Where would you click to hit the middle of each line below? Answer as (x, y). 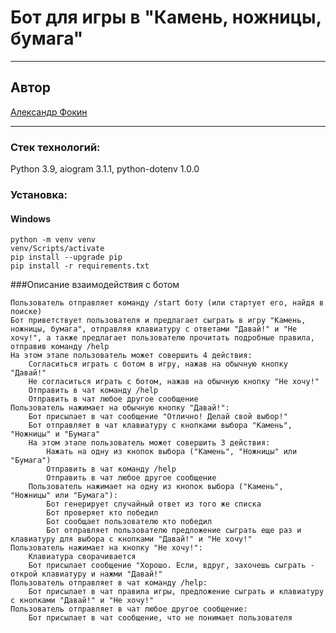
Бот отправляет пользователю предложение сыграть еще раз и (174, 531)
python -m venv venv (53, 240)
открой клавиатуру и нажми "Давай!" (86, 574)
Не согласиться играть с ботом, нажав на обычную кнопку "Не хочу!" (174, 382)
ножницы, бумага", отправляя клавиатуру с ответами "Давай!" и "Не (154, 329)
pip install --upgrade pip (66, 257)
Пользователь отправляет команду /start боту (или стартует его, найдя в (167, 303)
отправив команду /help (60, 347)
